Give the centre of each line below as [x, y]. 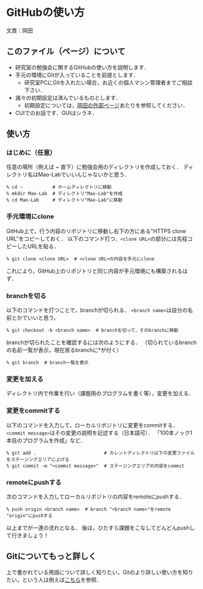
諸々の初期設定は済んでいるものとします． [68, 97]
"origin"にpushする [29, 515]
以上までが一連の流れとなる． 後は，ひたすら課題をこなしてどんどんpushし [101, 528]
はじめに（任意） [31, 153]
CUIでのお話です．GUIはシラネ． [56, 112]
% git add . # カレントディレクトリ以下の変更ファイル [101, 453]
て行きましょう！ [28, 535]
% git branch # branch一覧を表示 [48, 363]
